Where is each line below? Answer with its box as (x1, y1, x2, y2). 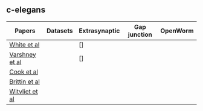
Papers (14, 27, 36, 35)
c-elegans (6, 5, 46, 15)
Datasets (46, 27, 74, 35)
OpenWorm (160, 27, 194, 35)
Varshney (9, 50, 36, 59)
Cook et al (9, 68, 38, 76)
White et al (9, 40, 40, 49)
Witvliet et (9, 87, 38, 95)
